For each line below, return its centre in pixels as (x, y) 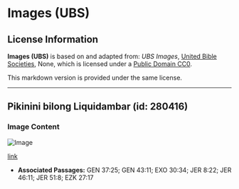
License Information (53, 39)
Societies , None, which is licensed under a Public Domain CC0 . (100, 64)
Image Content (34, 127)
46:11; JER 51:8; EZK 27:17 (55, 177)
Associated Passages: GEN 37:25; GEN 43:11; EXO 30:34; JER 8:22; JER (124, 170)
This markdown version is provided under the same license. (95, 77)
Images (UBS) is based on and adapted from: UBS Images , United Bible (112, 56)
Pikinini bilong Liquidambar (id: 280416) (98, 107)
